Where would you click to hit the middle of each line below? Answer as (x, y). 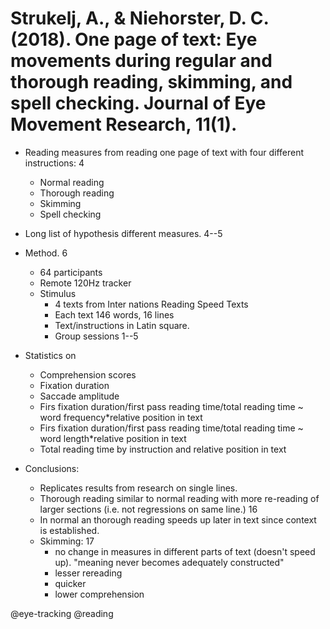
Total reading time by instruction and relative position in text (163, 449)
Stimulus (58, 293)
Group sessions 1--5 (96, 336)
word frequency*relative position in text (121, 417)
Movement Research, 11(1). (124, 124)
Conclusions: (52, 468)
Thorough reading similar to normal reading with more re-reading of (179, 498)
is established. (69, 530)
